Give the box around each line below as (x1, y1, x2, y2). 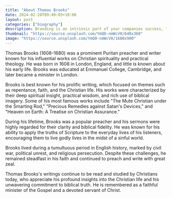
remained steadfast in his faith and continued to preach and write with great (5, 155, 165, 161)
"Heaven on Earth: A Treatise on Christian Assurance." (5, 108, 120, 115)
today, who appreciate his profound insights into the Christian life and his (5, 176, 160, 182)
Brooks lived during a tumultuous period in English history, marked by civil (5, 144, 162, 151)
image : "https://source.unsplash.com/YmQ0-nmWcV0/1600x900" (5, 36, 137, 41)
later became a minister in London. (5, 71, 78, 78)
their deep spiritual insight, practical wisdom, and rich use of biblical (5, 92, 149, 98)
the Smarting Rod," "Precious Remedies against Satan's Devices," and (5, 103, 153, 109)
